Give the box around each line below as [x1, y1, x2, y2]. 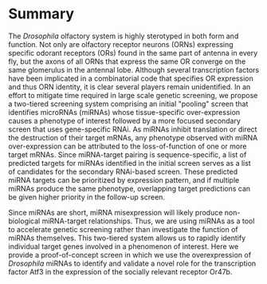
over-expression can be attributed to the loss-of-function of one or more [8, 141, 247, 151]
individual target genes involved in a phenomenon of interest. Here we [8, 241, 239, 251]
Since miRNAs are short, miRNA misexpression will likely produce [8, 207, 223, 217]
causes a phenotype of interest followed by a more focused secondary [8, 116, 241, 125]
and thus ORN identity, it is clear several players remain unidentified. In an [8, 81, 251, 92]
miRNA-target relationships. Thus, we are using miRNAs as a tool [41, 216, 255, 226]
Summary [8, 5, 74, 23]
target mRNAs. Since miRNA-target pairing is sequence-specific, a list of [8, 149, 247, 160]
